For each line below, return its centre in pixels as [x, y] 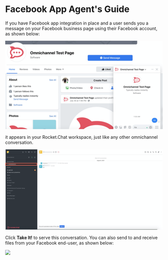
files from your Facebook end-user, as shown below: [59, 243]
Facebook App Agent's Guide [67, 9]
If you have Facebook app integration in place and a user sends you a [77, 23]
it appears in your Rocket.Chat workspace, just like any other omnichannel [81, 137]
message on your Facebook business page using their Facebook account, [81, 28]
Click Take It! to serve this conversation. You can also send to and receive [81, 238]
